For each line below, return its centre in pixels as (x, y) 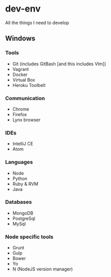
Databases (18, 202)
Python (20, 178)
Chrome (21, 109)
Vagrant (20, 69)
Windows (20, 38)
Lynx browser (26, 120)
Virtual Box (24, 80)
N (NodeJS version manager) (42, 269)
